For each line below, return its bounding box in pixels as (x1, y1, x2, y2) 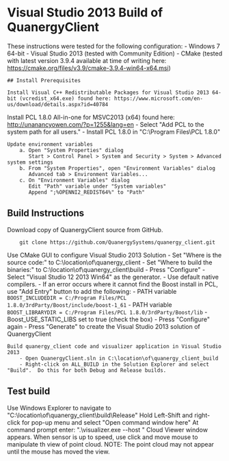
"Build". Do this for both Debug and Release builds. (7, 366, 167, 374)
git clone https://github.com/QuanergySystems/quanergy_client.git (19, 238, 215, 246)
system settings (7, 159, 53, 166)
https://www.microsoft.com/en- (113, 95, 204, 102)
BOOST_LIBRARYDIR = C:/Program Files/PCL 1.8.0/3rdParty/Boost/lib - (7, 308, 208, 316)
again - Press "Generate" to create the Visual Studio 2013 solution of (7, 322, 200, 330)
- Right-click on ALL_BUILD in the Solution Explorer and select (19, 361, 210, 368)
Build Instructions (7, 208, 85, 219)
